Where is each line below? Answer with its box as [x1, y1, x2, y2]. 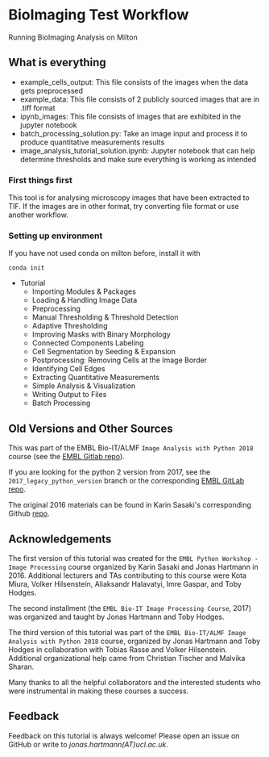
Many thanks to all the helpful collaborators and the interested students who [8, 677, 262, 687]
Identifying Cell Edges [31, 364, 106, 374]
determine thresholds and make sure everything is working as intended [19, 154, 257, 164]
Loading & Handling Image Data [31, 295, 138, 305]
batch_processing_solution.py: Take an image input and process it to [19, 128, 248, 138]
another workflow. [8, 210, 68, 220]
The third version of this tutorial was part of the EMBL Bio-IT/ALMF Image [8, 627, 246, 637]
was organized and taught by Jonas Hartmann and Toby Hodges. [8, 612, 225, 621]
